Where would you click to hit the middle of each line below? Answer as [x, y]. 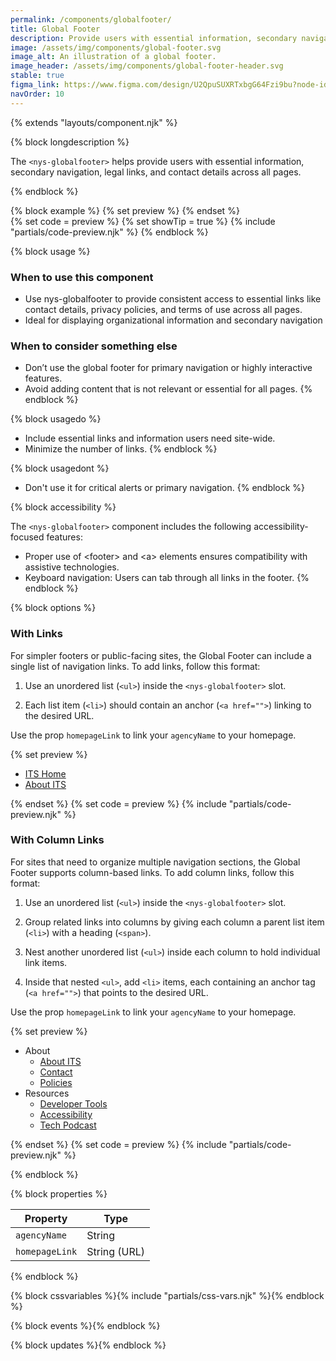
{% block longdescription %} [70, 142]
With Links [37, 634]
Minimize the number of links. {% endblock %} [121, 449]
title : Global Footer [55, 29]
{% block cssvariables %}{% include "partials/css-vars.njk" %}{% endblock [167, 1295]
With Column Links [57, 840]
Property [46, 1218]
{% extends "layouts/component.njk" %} [94, 122]
